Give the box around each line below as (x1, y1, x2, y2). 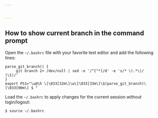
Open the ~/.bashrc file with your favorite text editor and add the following (5, 50, 154, 55)
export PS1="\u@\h (5, 81, 42, 86)
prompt (5, 37, 28, 45)
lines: (5, 54, 16, 61)
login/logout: (5, 99, 31, 105)
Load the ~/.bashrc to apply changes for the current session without (5, 94, 142, 100)
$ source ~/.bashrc (5, 108, 45, 113)
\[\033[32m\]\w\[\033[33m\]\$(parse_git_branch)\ (44, 81, 146, 86)
